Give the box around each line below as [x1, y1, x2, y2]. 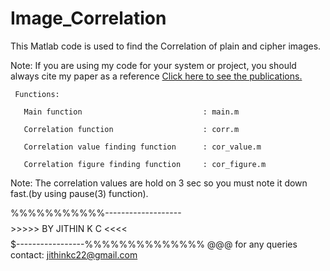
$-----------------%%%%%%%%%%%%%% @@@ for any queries [10, 238, 298, 250]
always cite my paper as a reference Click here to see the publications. [10, 70, 303, 82]
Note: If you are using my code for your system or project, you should [10, 59, 297, 71]
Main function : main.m [23, 107, 240, 117]
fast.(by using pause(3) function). [10, 187, 149, 199]
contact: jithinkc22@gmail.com [10, 248, 138, 261]
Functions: [14, 89, 60, 99]
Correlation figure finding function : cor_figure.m [23, 159, 267, 169]
